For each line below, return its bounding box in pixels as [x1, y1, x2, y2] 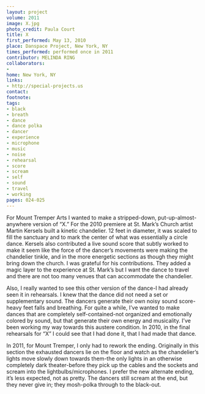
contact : [6, 89, 29, 95]
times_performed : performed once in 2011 [6, 49, 114, 55]
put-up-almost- [158, 214, 197, 221]
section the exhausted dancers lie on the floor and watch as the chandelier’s [6, 348, 199, 355]
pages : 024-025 [6, 197, 45, 203]
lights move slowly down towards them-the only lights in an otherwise [6, 355, 182, 362]
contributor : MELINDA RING [6, 55, 75, 61]
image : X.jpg [6, 20, 40, 26]
